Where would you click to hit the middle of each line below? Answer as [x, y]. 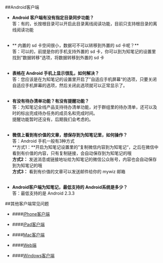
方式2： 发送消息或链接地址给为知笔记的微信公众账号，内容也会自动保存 [84, 159]
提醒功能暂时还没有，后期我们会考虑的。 [53, 119]
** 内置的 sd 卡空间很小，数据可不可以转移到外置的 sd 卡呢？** [75, 45]
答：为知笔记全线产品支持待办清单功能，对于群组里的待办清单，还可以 [82, 107]
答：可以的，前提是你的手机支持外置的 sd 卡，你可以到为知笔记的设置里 [84, 51]
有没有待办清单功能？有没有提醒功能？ [50, 101]
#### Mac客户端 [28, 235]
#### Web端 [24, 245]
